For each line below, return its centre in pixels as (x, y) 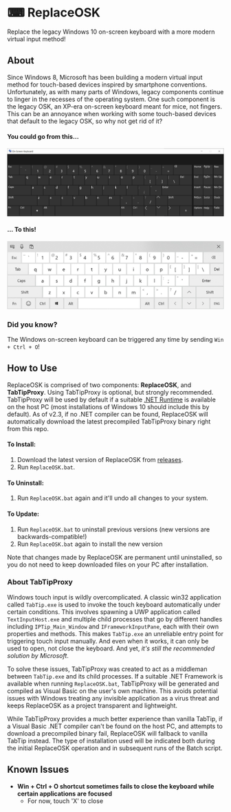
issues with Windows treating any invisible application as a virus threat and (113, 698)
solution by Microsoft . (38, 655)
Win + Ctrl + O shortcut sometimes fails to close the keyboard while (115, 786)
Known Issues (38, 770)
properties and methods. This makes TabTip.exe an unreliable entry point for (115, 633)
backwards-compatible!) (52, 536)
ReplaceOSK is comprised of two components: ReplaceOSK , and (99, 385)
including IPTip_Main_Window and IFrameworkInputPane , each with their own (113, 626)
